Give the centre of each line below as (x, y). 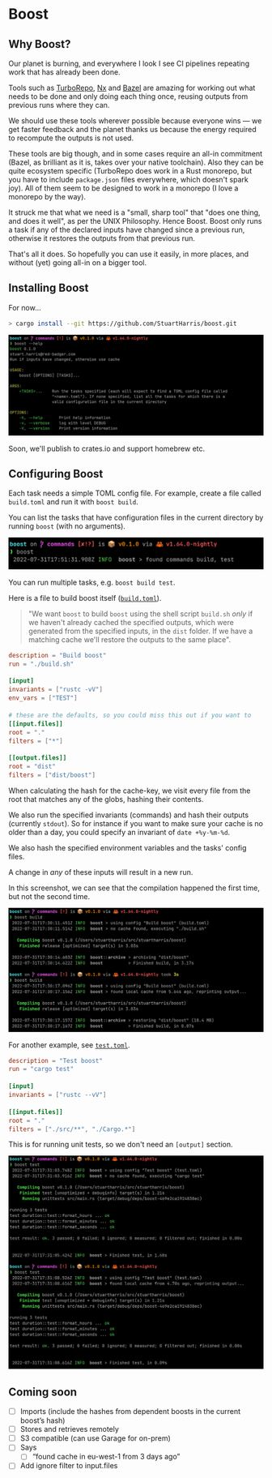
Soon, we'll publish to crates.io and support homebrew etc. (107, 448)
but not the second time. (49, 896)
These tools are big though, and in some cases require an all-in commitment (136, 154)
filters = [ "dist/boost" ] (52, 775)
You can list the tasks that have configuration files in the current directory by (136, 518)
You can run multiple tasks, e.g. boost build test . (92, 582)
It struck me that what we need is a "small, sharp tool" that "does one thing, (134, 212)
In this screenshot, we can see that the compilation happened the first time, (134, 888)
